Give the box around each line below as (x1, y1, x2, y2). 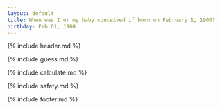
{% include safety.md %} (7, 82, 79, 90)
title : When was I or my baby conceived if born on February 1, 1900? (7, 17, 216, 23)
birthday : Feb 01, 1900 (7, 23, 76, 30)
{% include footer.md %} (7, 95, 78, 103)
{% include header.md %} (7, 42, 81, 50)
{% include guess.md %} (7, 55, 78, 63)
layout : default (7, 10, 54, 17)
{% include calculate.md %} (7, 68, 87, 77)
